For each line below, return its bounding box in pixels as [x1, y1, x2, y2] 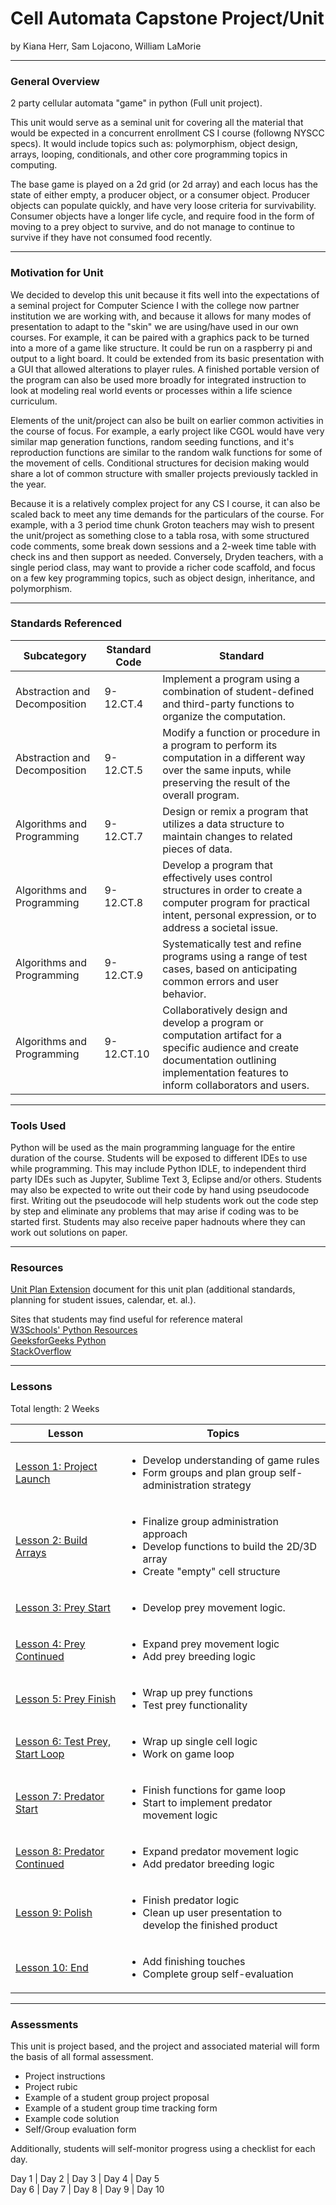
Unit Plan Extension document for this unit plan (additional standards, [10, 1283, 296, 1296]
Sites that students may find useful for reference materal [10, 1313, 243, 1326]
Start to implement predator [142, 1795, 273, 1809]
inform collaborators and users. [162, 1078, 310, 1092]
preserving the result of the [162, 775, 291, 789]
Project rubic [24, 2081, 78, 2093]
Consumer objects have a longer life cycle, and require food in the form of [10, 210, 315, 222]
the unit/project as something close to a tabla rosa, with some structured [10, 529, 310, 541]
